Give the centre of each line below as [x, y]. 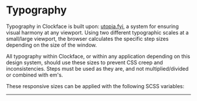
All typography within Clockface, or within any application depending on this [98, 56]
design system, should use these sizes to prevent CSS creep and [84, 62]
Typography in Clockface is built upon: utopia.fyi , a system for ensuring [92, 26]
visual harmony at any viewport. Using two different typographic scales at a [97, 32]
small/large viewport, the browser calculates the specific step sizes [87, 39]
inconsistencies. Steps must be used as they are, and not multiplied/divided [97, 68]
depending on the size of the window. [52, 45]
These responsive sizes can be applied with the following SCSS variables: [95, 86]
